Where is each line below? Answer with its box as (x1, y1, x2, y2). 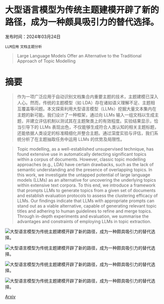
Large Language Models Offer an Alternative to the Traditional (17, 53, 142, 58)
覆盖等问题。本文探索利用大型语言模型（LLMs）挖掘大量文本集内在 (21, 106, 157, 112)
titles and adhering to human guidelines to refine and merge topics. (17, 208, 152, 214)
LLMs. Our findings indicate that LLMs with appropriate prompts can (17, 198, 155, 204)
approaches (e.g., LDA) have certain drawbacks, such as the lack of (17, 161, 154, 167)
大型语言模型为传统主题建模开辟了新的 (5, 4, 160, 16)
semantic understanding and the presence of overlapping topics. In (17, 167, 153, 172)
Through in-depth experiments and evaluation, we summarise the (17, 213, 149, 219)
